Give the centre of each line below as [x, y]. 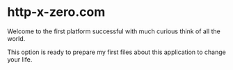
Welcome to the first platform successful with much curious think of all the [114, 31]
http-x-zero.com [56, 12]
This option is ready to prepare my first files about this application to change [116, 52]
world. [16, 38]
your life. [20, 59]
